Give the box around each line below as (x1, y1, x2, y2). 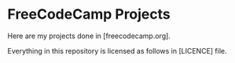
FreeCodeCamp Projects (7, 5, 171, 23)
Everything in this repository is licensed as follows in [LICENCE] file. (7, 46, 227, 55)
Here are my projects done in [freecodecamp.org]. (7, 31, 171, 40)
